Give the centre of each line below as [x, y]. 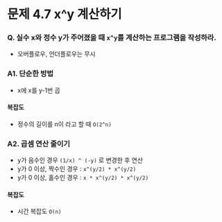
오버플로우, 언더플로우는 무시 [56, 54]
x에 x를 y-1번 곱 [39, 90]
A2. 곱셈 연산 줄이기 [39, 144]
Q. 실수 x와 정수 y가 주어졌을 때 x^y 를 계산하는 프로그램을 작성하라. [112, 37]
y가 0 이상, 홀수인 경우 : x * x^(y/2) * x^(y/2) [83, 178]
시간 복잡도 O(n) [39, 212]
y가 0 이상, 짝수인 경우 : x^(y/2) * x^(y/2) [77, 169]
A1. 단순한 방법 [31, 74]
